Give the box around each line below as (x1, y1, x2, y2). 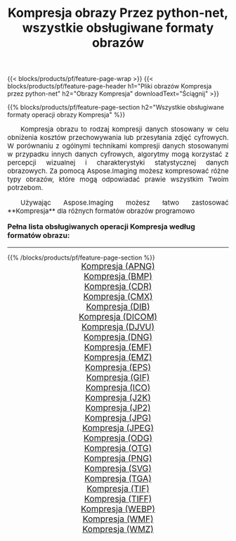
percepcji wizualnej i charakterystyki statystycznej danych (7, 158, 229, 167)
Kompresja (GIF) (86, 371, 150, 383)
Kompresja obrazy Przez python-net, (7, 5, 229, 21)
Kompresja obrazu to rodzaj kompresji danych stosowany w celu (20, 125, 229, 134)
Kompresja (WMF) (82, 514, 154, 525)
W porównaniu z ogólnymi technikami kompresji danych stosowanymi (7, 141, 229, 151)
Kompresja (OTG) (84, 443, 152, 454)
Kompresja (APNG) (81, 260, 155, 272)
